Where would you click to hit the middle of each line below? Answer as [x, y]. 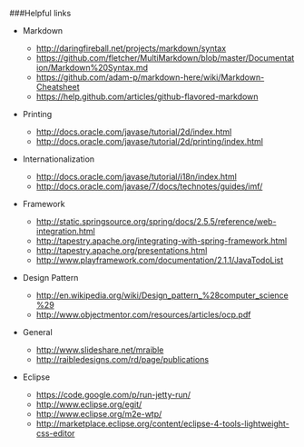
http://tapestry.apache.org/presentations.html [122, 250]
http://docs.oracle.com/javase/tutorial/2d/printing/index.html [149, 141]
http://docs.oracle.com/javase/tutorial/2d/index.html [134, 132]
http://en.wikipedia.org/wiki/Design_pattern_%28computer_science [162, 295]
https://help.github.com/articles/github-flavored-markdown [147, 96]
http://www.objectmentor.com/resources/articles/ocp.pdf [143, 314]
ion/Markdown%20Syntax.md [92, 68]
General [37, 332]
